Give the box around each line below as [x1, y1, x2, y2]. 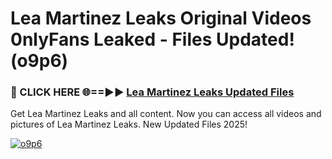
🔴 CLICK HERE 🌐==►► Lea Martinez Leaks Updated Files [10, 85, 295, 99]
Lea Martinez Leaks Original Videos [10, 7, 312, 30]
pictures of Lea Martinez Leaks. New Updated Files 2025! [10, 118, 248, 131]
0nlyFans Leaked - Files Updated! [10, 28, 295, 51]
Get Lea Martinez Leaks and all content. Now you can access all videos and [10, 108, 322, 120]
